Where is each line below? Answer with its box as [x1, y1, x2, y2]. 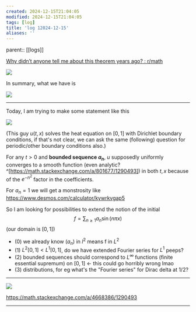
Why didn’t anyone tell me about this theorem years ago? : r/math [6, 58, 163, 65]
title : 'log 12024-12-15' [6, 25, 69, 31]
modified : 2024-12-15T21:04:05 [6, 14, 82, 20]
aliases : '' [6, 30, 35, 36]
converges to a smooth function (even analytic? [6, 161, 121, 168]
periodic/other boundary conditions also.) [6, 143, 106, 150]
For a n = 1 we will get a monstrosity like [6, 187, 101, 196]
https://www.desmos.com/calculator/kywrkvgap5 [6, 195, 125, 202]
